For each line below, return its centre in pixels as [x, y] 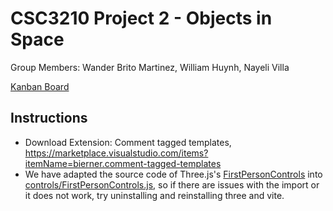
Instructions [49, 118]
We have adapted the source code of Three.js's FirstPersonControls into [173, 174]
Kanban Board [40, 86]
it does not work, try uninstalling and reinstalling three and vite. [154, 195]
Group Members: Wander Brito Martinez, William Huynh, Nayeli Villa [150, 67]
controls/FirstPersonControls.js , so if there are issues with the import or [172, 184]
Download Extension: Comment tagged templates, [128, 142]
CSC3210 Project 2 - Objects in [141, 18]
